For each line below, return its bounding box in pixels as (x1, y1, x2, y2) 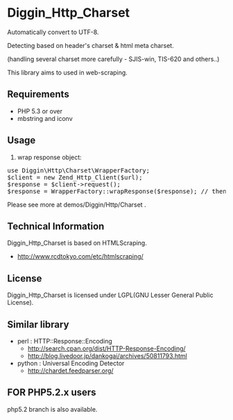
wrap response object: (17, 153, 82, 161)
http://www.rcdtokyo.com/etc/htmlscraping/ (17, 252, 144, 261)
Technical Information (7, 220, 105, 232)
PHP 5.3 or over (17, 106, 62, 115)
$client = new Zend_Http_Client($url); (7, 173, 143, 181)
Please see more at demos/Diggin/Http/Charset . (7, 200, 147, 209)
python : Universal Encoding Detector (17, 360, 125, 367)
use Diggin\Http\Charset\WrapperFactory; (7, 166, 150, 175)
